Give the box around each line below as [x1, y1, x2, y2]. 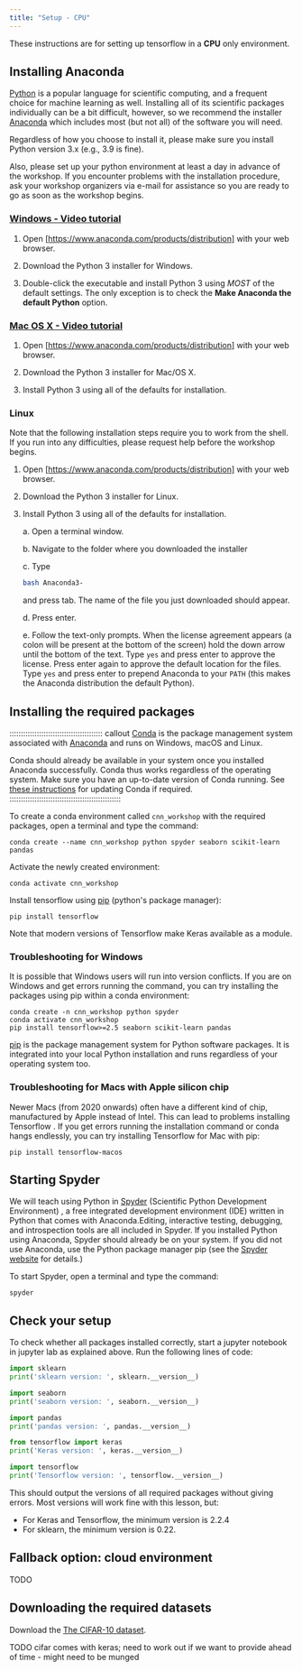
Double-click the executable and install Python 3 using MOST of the [22, 277, 275, 289]
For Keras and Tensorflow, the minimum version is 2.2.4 [22, 1514, 230, 1525]
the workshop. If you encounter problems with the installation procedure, [9, 171, 280, 181]
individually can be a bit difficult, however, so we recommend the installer [9, 107, 282, 118]
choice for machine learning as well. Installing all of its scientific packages [9, 97, 285, 108]
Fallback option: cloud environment [9, 1550, 214, 1565]
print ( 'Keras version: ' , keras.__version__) [9, 1446, 183, 1455]
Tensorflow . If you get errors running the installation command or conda [9, 1121, 279, 1131]
